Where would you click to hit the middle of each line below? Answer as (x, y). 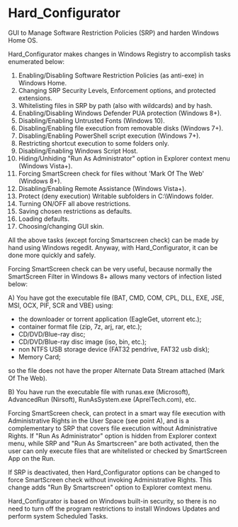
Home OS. (23, 40)
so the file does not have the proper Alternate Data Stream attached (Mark (117, 370)
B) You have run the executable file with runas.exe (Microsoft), (99, 391)
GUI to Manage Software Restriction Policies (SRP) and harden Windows (114, 33)
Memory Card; (39, 357)
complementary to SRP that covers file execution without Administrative (113, 428)
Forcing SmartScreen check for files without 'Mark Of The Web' (111, 173)
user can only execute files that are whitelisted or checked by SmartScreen (118, 451)
